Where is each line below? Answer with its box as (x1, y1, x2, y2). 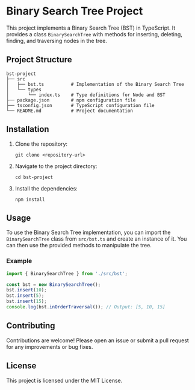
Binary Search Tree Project (6, 4, 143, 18)
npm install (14, 197, 45, 203)
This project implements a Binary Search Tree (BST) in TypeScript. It (6, 24, 176, 31)
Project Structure (6, 54, 72, 65)
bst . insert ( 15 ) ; (6, 298, 47, 305)
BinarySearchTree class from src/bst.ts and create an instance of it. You (6, 235, 187, 242)
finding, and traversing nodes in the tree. (6, 37, 107, 44)
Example (6, 257, 32, 265)
